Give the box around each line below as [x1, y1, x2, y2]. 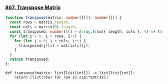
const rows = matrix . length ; [9, 20, 70, 25]
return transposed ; [9, 57, 50, 62]
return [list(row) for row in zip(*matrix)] [14, 75, 108, 80]
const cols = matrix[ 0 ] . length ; [9, 24, 77, 30]
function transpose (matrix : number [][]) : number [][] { [5, 15, 122, 20]
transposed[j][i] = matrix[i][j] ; [18, 43, 91, 48]
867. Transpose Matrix [5, 4, 61, 11]
